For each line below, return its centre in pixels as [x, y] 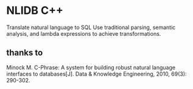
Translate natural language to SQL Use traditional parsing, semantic [91, 27]
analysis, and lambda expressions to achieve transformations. [84, 33]
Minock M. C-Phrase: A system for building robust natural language [91, 67]
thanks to [25, 53]
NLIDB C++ [35, 11]
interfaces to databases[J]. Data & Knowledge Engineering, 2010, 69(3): [96, 74]
